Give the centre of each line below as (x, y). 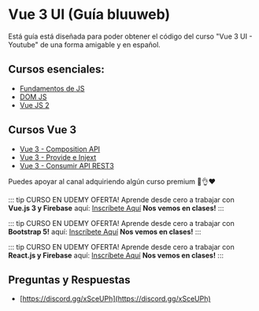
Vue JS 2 (34, 105)
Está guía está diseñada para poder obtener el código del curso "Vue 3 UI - (130, 36)
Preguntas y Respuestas (70, 280)
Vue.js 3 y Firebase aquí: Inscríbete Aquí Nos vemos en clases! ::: (116, 208)
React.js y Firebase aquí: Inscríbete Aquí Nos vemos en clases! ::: (116, 255)
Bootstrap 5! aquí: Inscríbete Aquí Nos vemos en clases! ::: (105, 231)
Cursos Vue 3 (43, 130)
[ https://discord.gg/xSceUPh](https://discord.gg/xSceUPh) (115, 299)
